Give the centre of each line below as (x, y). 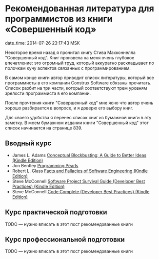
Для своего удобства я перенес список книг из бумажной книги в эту (78, 117)
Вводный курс (28, 143)
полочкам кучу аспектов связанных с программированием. (68, 68)
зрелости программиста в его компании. (48, 93)
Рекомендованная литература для (80, 9)
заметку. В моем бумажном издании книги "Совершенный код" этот (77, 123)
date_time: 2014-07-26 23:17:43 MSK (43, 43)
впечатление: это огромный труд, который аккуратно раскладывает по (80, 63)
